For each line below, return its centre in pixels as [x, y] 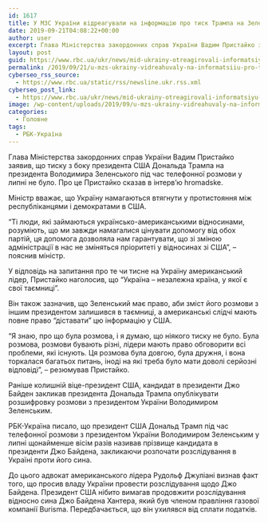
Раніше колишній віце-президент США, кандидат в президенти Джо [124, 385]
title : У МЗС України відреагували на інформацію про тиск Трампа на [126, 23]
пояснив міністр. [37, 255]
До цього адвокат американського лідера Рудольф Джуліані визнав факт [133, 475]
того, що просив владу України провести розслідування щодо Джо [122, 484]
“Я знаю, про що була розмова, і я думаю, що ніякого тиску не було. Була [134, 336]
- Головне [32, 120]
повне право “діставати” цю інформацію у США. [90, 320]
